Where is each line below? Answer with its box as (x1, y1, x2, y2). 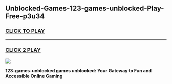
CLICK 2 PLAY (5, 46, 41, 53)
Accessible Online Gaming (5, 73, 63, 79)
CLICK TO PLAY (5, 27, 45, 35)
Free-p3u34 (5, 12, 45, 21)
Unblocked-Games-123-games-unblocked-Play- (5, 4, 164, 13)
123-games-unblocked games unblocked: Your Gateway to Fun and (5, 67, 152, 73)
